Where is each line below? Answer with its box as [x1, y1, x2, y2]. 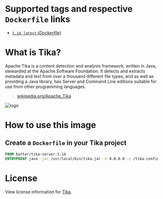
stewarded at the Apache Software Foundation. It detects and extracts [5, 68, 146, 74]
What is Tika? [5, 47, 61, 58]
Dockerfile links [5, 14, 70, 25]
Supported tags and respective [5, 3, 133, 15]
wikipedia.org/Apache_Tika [16, 93, 71, 99]
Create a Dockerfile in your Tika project [5, 139, 127, 147]
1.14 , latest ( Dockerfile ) [12, 30, 62, 36]
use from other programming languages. [5, 84, 86, 90]
